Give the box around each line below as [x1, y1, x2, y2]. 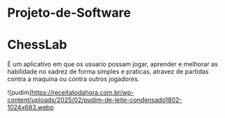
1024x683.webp [7, 103, 54, 112]
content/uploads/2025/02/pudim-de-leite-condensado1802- [7, 96, 182, 104]
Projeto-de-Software [7, 5, 131, 21]
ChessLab [7, 37, 67, 53]
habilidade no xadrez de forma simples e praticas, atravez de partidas [7, 68, 209, 76]
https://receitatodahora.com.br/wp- [31, 89, 135, 97]
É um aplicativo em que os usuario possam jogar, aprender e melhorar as [7, 60, 219, 68]
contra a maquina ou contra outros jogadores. [7, 75, 140, 83]
